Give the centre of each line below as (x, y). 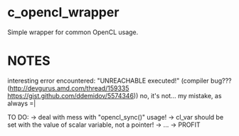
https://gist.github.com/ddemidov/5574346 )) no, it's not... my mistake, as (115, 95)
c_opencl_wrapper (63, 12)
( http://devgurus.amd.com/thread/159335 (68, 88)
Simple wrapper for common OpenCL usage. (73, 32)
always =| (22, 103)
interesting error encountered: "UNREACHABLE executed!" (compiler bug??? (119, 80)
